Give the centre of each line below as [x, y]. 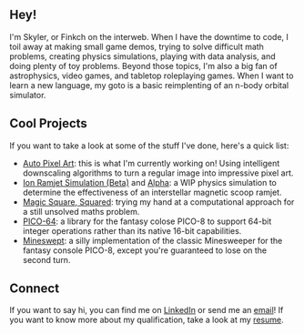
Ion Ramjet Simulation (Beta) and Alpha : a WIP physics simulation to [150, 182]
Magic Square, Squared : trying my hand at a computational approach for [158, 202]
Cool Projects [49, 123]
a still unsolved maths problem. [81, 211]
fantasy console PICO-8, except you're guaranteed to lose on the [145, 250]
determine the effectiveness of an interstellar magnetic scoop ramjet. [152, 192]
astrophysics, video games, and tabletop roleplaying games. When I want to [152, 76]
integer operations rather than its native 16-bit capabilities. [132, 230]
